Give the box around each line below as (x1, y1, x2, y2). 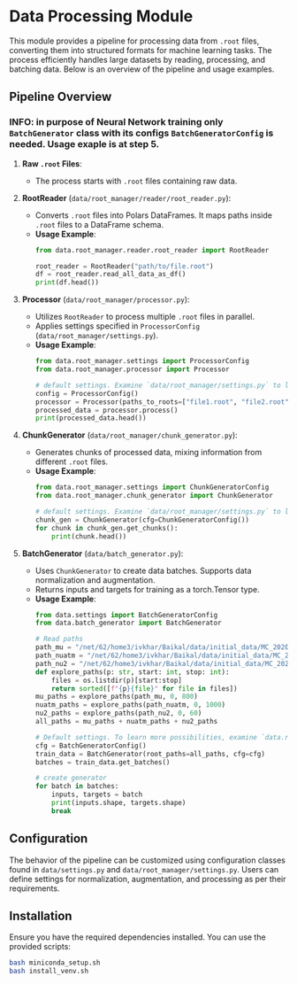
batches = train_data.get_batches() (34, 757, 171, 767)
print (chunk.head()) (51, 531, 127, 541)
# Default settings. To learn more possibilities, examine (34, 732, 258, 741)
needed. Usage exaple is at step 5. (9, 138, 160, 151)
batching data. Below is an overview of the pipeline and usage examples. (9, 64, 275, 74)
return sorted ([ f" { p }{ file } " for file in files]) (51, 684, 238, 693)
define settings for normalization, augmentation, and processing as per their (9, 873, 286, 884)
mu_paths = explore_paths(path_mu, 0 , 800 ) (34, 693, 199, 701)
